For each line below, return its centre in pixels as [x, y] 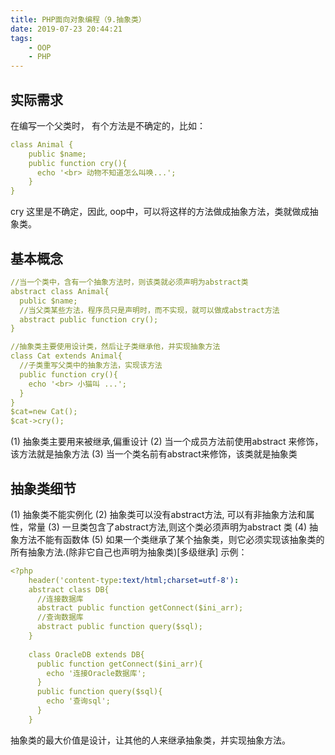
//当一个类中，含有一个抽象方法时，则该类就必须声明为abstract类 [129, 282]
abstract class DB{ [69, 589]
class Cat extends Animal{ [66, 356]
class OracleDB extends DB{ [86, 654]
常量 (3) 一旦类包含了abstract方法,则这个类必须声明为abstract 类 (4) [167, 527]
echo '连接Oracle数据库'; [96, 673]
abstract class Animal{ [60, 291]
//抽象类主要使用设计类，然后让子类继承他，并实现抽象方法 [115, 347]
